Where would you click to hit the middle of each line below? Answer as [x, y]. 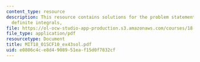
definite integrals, [37, 22]
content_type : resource [36, 12]
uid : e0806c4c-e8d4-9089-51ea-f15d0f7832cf [61, 50]
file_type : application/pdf [41, 34]
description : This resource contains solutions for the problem [87, 17]
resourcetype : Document [36, 39]
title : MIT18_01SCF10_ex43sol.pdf [49, 45]
